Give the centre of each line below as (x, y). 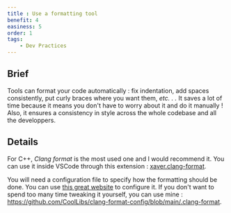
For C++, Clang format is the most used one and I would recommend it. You (116, 159)
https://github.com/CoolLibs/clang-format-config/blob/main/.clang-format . (114, 201)
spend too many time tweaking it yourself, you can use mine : (95, 194)
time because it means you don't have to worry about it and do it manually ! (115, 105)
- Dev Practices (43, 46)
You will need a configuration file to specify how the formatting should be (112, 179)
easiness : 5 (24, 26)
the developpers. (31, 120)
